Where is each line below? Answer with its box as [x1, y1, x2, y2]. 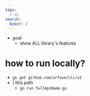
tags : [5, 7, 16, 12]
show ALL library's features [19, 40, 76, 46]
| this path [12, 79, 33, 85]
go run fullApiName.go [19, 86, 67, 91]
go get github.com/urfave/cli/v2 [12, 75, 82, 80]
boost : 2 [9, 21, 28, 26]
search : [5, 16, 21, 21]
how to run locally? [5, 58, 86, 69]
